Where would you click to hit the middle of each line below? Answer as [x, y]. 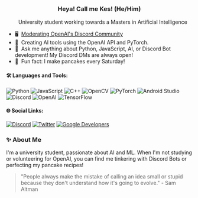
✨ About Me [24, 139]
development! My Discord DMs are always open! [74, 55]
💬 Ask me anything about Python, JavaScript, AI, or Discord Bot [93, 49]
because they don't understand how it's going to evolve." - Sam [98, 183]
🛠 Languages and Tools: [37, 75]
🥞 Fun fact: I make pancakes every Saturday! [70, 62]
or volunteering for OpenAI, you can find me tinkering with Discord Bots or [97, 159]
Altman [29, 189]
